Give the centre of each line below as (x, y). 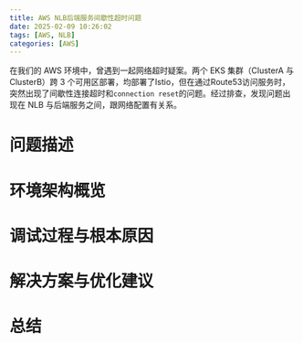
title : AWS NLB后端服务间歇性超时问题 (76, 18)
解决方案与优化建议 (82, 281)
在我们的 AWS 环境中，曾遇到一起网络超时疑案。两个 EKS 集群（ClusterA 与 (152, 70)
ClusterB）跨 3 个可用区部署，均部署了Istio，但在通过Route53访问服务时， (150, 82)
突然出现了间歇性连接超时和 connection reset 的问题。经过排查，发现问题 (146, 93)
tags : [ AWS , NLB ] (42, 35)
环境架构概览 (58, 191)
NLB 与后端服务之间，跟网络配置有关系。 (104, 105)
